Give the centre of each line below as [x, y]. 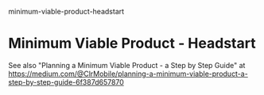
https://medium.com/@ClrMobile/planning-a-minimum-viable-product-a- [128, 74]
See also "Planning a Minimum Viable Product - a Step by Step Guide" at [127, 65]
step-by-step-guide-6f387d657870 [66, 82]
